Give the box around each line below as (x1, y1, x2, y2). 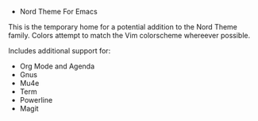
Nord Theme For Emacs (19, 7, 98, 16)
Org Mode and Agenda (19, 61, 95, 71)
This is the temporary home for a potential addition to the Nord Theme (8, 22, 238, 31)
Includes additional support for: (8, 46, 111, 55)
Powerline (19, 96, 53, 104)
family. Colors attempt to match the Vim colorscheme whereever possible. (8, 31, 251, 40)
